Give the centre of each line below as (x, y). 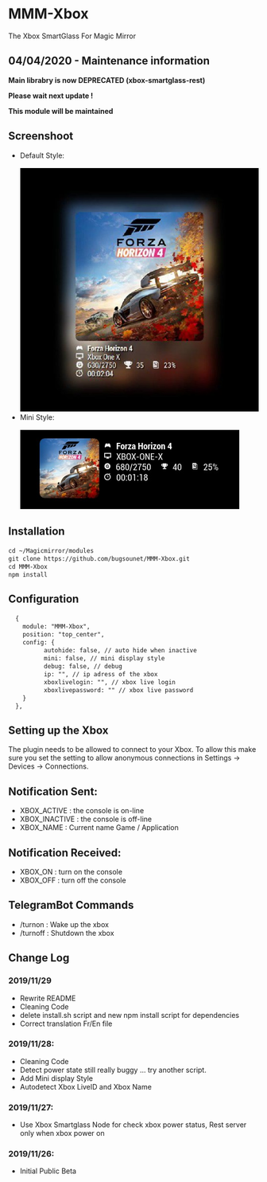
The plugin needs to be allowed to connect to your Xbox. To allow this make (132, 750)
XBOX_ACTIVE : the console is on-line (82, 811)
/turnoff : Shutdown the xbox (67, 933)
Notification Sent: (53, 791)
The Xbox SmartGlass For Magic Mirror (72, 36)
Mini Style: (37, 417)
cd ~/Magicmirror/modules (51, 550)
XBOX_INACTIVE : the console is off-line (86, 819)
